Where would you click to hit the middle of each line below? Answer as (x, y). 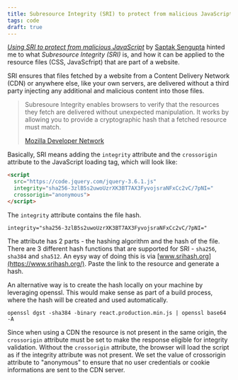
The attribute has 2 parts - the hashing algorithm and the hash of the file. (114, 241)
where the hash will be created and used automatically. (88, 300)
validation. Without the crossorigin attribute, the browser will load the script (118, 347)
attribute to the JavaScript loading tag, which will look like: (92, 162)
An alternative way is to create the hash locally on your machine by (105, 284)
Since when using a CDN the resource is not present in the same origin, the (117, 332)
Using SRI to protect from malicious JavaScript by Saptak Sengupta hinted (116, 47)
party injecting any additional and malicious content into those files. (106, 91)
